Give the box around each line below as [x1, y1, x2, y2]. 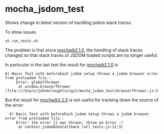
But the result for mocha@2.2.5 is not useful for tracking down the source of [5, 97, 159, 103]
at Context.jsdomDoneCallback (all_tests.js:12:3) [18, 124, 123, 129]
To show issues [5, 29, 37, 35]
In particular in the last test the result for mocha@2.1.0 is [5, 62, 118, 67]
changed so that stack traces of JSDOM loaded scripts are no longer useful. [5, 52, 159, 58]
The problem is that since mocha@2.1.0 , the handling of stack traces [5, 47, 143, 53]
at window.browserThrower [18, 84, 71, 89]
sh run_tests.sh [5, 38, 38, 44]
